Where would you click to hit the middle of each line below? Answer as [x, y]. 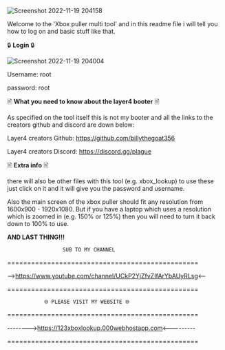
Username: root [29, 74]
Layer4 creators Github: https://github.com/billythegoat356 [91, 138]
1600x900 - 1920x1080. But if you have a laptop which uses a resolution [109, 209]
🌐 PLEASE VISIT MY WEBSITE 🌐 [86, 302]
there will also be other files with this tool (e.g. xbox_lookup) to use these [111, 181]
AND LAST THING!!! [36, 237]
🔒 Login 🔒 [21, 45]
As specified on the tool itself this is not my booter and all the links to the [110, 117]
